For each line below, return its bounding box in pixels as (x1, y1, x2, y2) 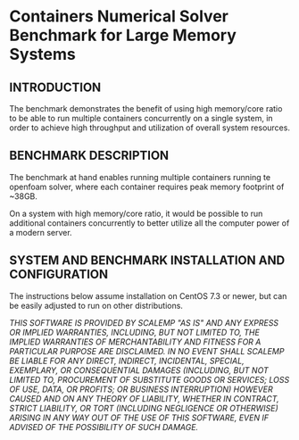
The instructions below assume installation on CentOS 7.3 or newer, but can (9, 290, 287, 301)
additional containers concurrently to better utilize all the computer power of (9, 217, 290, 228)
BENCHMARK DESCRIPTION (9, 148, 170, 163)
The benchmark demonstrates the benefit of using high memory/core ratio (9, 104, 283, 113)
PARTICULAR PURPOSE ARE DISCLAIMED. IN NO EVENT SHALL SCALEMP (9, 345, 285, 356)
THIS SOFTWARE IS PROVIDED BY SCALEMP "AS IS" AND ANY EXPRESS (9, 317, 279, 328)
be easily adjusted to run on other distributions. (9, 300, 183, 311)
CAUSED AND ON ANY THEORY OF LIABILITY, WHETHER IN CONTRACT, (9, 393, 279, 403)
